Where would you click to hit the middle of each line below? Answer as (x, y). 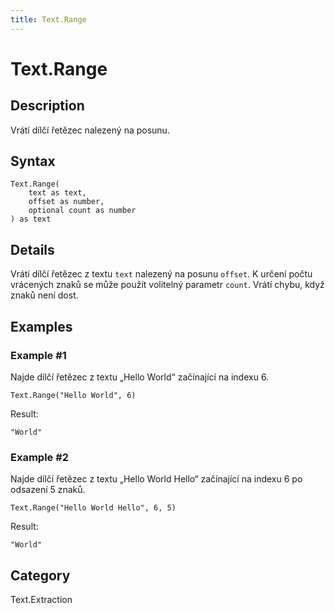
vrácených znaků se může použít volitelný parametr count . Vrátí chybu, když (167, 285)
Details (32, 249)
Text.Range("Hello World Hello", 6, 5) (93, 508)
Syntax (33, 161)
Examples (41, 326)
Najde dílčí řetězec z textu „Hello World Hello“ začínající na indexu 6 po (156, 479)
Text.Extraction (41, 600)
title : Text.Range (48, 19)
